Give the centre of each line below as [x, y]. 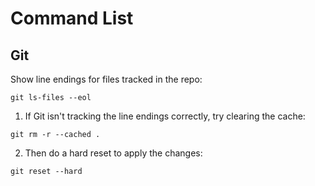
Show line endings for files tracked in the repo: [106, 79]
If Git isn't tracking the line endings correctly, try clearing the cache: [165, 116]
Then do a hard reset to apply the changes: [113, 153]
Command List [72, 18]
